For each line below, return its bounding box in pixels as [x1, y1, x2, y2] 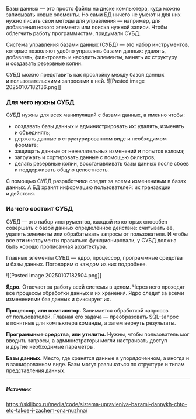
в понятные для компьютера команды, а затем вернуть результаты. [6, 319, 176, 327]
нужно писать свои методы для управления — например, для [6, 18, 162, 24]
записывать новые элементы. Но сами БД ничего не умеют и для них [6, 11, 181, 18]
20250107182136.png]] [6, 84, 61, 90]
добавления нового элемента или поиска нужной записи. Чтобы [6, 23, 167, 30]
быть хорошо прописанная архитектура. [6, 243, 107, 250]
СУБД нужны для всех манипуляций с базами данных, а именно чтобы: [6, 111, 185, 119]
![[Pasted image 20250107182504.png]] [6, 272, 102, 279]
